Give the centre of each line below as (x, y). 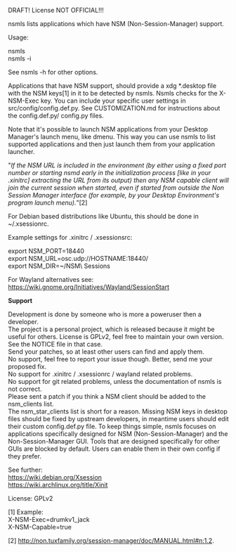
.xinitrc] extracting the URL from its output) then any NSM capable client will (118, 180)
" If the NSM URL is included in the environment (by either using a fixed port (117, 165)
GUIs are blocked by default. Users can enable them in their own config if (114, 449)
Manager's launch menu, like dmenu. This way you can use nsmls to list (112, 137)
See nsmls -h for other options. (53, 72)
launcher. (21, 152)
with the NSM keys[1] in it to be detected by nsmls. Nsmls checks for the (113, 93)
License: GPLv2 (31, 498)
